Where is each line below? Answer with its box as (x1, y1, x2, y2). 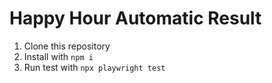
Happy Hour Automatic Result (9, 7, 262, 30)
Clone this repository (23, 40, 111, 52)
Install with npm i (23, 50, 94, 62)
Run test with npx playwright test (23, 61, 166, 73)
